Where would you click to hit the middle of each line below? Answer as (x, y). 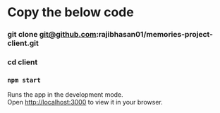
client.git (23, 43)
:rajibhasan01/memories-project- (155, 35)
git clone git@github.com (52, 35)
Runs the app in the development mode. (65, 95)
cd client (23, 62)
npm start (24, 80)
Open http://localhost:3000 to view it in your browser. (85, 102)
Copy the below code (71, 12)
